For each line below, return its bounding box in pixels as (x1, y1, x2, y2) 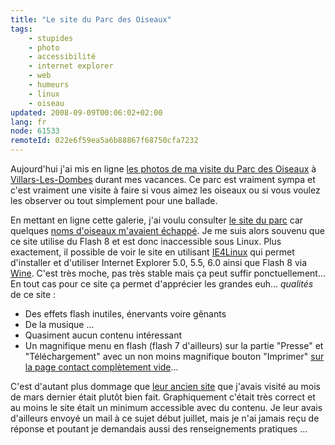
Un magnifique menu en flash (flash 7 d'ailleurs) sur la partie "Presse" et (24, 340, 324, 351)
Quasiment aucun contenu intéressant (24, 329, 182, 341)
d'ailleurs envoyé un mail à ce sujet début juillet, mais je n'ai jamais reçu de (10, 412, 320, 424)
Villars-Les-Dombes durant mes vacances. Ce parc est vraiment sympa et (10, 174, 316, 185)
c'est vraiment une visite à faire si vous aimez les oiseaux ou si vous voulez (10, 184, 321, 196)
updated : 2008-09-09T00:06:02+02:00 (10, 107, 163, 118)
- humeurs (28, 80, 70, 90)
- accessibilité (28, 52, 97, 62)
